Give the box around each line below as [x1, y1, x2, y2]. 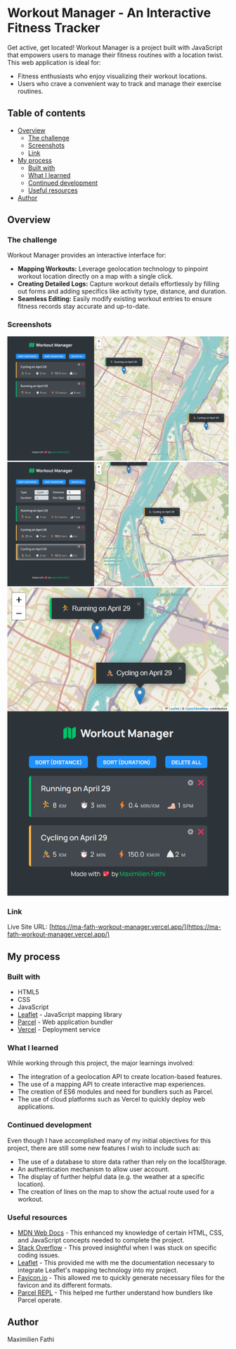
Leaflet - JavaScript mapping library [17, 1011, 122, 1019]
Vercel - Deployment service [17, 1025, 100, 1034]
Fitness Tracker [7, 20, 100, 36]
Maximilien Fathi [7, 1335, 55, 1343]
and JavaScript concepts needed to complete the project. [17, 1235, 185, 1244]
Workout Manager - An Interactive [7, 5, 211, 21]
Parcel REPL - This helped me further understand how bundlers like [17, 1288, 213, 1297]
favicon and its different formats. [17, 1281, 112, 1289]
